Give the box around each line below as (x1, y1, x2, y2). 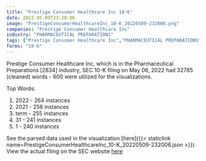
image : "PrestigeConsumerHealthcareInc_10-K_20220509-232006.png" (6, 20, 180, 26)
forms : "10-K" (6, 43, 43, 50)
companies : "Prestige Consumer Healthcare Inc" (6, 26, 131, 32)
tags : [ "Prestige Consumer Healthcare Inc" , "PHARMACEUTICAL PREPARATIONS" (6, 37, 202, 43)
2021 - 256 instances (15, 103, 69, 110)
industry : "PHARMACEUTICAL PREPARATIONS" (6, 32, 114, 38)
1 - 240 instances (15, 122, 59, 130)
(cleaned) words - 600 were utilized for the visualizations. (6, 73, 153, 80)
